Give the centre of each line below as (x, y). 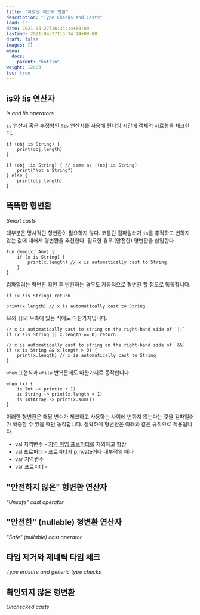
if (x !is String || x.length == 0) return (61, 334)
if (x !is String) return (38, 296)
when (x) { (20, 384)
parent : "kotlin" (39, 61)
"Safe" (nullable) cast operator (44, 537)
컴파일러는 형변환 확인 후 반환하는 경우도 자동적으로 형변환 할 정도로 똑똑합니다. (99, 284)
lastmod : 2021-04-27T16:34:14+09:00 (52, 34)
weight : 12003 (24, 67)
